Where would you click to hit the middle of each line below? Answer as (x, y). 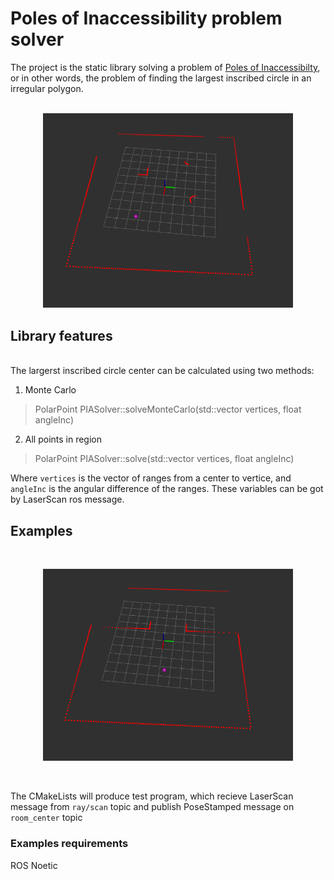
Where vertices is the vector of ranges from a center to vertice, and (151, 478)
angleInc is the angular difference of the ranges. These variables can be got (167, 489)
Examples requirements (69, 844)
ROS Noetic (34, 865)
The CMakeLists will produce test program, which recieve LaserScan (152, 796)
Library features (61, 335)
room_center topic (46, 818)
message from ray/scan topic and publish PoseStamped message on (152, 807)
